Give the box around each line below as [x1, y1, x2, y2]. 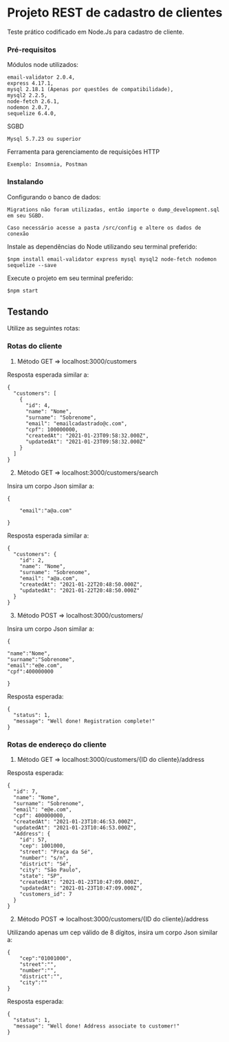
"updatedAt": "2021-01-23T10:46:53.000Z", [13, 824, 137, 831]
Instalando [7, 177, 43, 187]
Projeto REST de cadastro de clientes [7, 5, 223, 21]
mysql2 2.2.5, [7, 92, 48, 99]
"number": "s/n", [19, 854, 69, 861]
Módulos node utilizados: [7, 61, 79, 69]
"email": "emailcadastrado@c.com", [25, 420, 128, 427]
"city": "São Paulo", [19, 866, 81, 874]
